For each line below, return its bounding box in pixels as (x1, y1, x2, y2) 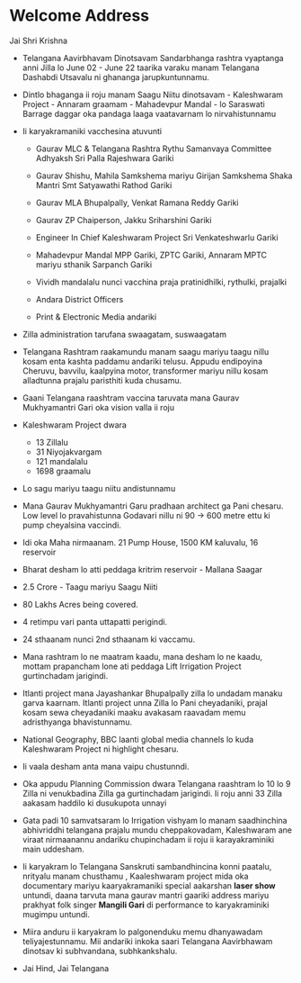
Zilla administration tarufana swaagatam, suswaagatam (22, 329, 227, 339)
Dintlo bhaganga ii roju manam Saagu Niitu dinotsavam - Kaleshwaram (22, 89, 284, 100)
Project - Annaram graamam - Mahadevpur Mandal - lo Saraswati (22, 98, 265, 109)
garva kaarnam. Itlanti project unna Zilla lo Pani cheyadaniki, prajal (22, 697, 268, 708)
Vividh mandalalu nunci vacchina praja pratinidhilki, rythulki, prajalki (35, 276, 288, 287)
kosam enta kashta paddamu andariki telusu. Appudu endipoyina (22, 356, 263, 366)
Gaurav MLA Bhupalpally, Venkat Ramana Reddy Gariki (35, 197, 239, 208)
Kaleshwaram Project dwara (22, 419, 128, 430)
